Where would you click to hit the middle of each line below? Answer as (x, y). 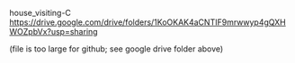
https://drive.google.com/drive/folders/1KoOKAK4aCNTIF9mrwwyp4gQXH (147, 22)
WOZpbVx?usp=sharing (54, 31)
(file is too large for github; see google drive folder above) (116, 49)
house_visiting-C (40, 13)
